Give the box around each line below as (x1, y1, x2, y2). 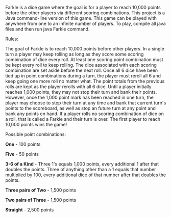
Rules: (5, 36, 19, 42)
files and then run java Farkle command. (5, 26, 90, 32)
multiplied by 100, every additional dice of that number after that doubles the (5, 172, 166, 178)
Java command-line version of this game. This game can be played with (5, 15, 157, 21)
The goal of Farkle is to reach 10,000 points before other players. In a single (5, 46, 164, 51)
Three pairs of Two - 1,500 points (5, 187, 77, 193)
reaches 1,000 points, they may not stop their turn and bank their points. (5, 89, 157, 95)
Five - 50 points (5, 151, 39, 157)
